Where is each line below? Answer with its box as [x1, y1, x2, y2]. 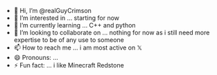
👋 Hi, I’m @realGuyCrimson [13, 7, 92, 14]
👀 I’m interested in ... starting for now [13, 14, 120, 22]
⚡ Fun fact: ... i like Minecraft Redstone [13, 61, 125, 69]
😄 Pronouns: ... [13, 54, 59, 61]
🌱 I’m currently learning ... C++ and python [13, 21, 137, 29]
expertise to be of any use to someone [13, 36, 125, 44]
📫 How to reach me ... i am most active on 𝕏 [13, 43, 142, 52]
